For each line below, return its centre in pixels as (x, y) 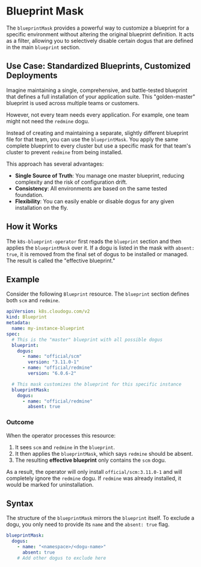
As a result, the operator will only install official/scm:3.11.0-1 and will (94, 471)
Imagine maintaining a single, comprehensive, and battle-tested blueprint (97, 90)
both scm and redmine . (33, 300)
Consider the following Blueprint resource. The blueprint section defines (98, 294)
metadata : (19, 323)
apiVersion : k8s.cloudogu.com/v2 (48, 312)
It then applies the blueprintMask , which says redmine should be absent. (104, 453)
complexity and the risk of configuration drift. (71, 182)
